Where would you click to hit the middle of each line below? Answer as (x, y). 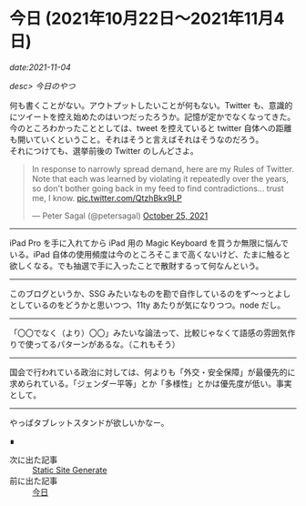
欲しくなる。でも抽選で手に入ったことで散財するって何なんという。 (137, 266)
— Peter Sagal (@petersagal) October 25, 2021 (120, 216)
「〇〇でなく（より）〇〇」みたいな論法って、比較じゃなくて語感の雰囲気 (148, 332)
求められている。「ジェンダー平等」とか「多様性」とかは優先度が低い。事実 (151, 383)
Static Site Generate (70, 470)
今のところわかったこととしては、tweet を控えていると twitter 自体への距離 (151, 127)
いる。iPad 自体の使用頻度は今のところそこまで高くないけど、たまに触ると (150, 254)
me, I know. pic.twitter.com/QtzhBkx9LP (107, 197)
